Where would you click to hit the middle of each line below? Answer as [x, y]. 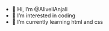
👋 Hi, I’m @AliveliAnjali [40, 9]
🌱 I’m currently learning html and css [58, 22]
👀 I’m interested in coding [44, 15]
